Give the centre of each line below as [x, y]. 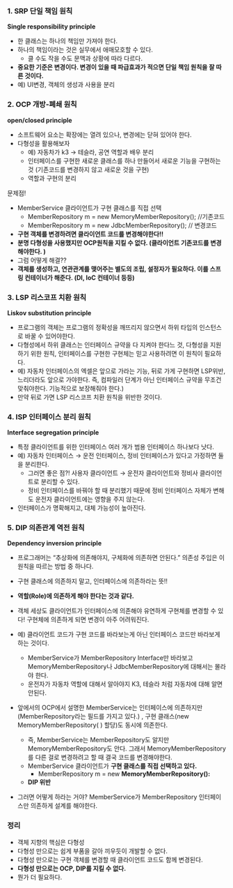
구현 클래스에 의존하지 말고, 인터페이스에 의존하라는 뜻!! [93, 581]
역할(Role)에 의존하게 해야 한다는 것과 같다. [75, 596]
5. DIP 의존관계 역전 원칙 [46, 528]
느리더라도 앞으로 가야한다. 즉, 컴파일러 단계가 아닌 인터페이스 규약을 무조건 [119, 379]
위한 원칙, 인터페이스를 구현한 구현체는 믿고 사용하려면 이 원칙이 [116, 353]
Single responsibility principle [51, 27]
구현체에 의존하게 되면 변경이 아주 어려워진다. [88, 619]
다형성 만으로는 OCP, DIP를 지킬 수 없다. [72, 868]
